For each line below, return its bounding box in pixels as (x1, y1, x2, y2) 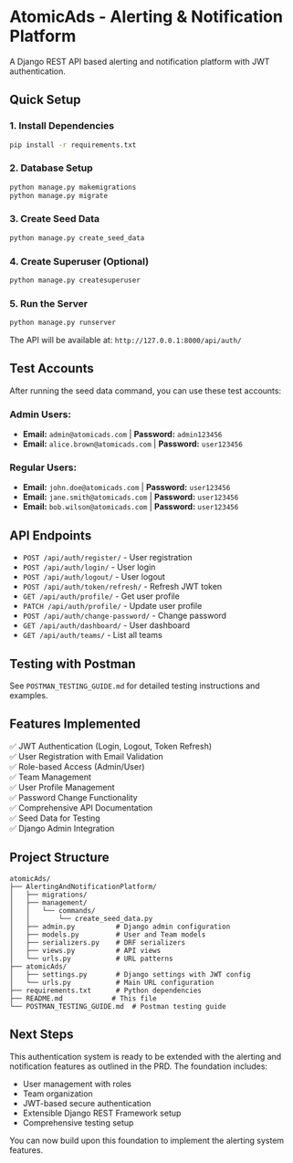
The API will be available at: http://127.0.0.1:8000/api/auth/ (9, 335, 242, 346)
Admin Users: (9, 408, 71, 421)
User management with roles (22, 1078, 132, 1089)
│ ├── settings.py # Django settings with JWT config (9, 969, 251, 979)
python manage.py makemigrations (9, 183, 137, 192)
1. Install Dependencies (9, 120, 115, 132)
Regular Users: (9, 461, 78, 474)
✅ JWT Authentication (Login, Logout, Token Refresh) (9, 740, 213, 751)
